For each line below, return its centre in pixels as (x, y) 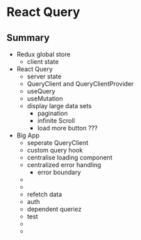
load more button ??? (67, 128)
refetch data (44, 194)
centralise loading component (69, 157)
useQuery (41, 91)
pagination (52, 113)
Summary (28, 38)
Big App (28, 135)
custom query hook (55, 150)
